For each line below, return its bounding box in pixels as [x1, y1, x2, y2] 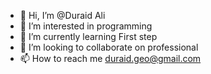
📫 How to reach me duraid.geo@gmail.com [19, 53, 202, 64]
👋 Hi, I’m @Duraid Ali [19, 10, 106, 21]
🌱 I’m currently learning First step [19, 31, 158, 42]
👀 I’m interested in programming [19, 20, 153, 32]
